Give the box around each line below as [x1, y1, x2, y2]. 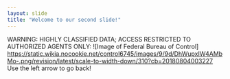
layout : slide [7, 10, 48, 17]
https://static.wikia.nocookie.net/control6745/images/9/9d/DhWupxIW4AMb [7, 49, 223, 58]
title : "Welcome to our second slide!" [7, 16, 122, 23]
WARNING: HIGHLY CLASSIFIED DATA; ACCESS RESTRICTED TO [7, 35, 191, 43]
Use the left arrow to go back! [7, 64, 91, 72]
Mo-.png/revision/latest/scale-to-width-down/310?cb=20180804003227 [7, 57, 214, 65]
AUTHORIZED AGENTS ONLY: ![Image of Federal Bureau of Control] [7, 42, 199, 50]
